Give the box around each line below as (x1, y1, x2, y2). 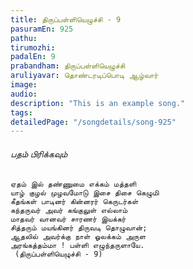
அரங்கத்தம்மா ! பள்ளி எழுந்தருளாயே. (10, 241, 145, 251)
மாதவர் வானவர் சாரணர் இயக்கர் (10, 214, 127, 225)
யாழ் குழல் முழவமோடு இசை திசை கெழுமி (10, 188, 160, 198)
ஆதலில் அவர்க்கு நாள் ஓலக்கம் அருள (10, 232, 147, 242)
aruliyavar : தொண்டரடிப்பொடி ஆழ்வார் (10, 71, 159, 81)
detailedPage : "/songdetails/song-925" (10, 117, 177, 127)
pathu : (10, 33, 38, 43)
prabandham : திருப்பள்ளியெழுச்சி (10, 61, 126, 71)
